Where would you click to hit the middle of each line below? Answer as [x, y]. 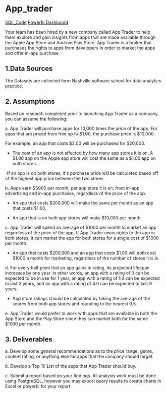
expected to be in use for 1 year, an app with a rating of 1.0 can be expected [83, 278]
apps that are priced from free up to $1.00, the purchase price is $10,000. [80, 133]
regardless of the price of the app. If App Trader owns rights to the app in [80, 232]
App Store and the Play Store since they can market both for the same [77, 319]
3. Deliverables [29, 339]
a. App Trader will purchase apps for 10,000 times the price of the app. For [81, 128]
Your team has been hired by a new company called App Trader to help [78, 32]
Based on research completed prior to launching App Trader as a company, [82, 113]
